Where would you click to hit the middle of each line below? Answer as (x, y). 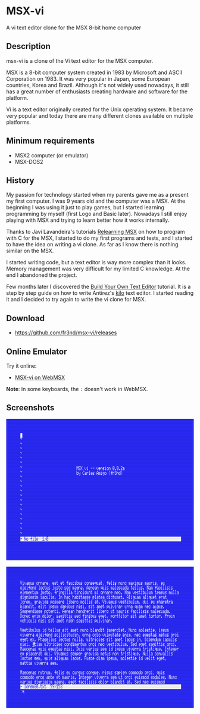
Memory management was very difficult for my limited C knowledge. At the (98, 269)
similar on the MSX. (30, 251)
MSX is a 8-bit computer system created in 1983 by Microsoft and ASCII (94, 72)
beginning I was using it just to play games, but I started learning (85, 208)
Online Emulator (37, 351)
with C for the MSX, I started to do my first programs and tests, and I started (99, 238)
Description (28, 46)
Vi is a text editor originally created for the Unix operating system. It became (100, 109)
